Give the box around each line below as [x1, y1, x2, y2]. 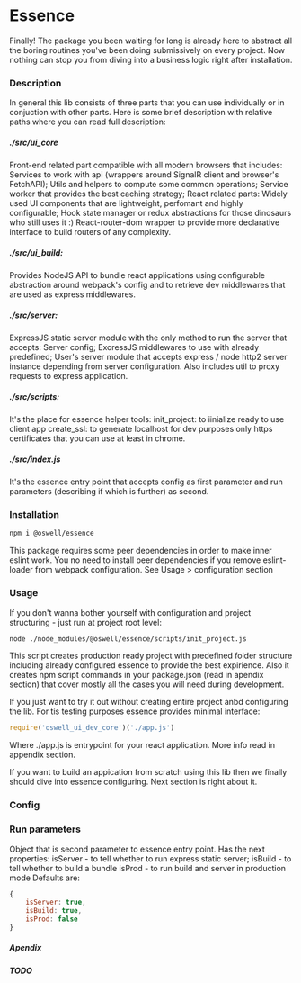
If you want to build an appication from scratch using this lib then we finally [9, 767, 288, 778]
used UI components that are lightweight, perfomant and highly [9, 198, 244, 209]
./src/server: [9, 310, 58, 320]
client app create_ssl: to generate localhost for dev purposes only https [9, 424, 273, 435]
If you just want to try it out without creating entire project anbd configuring [9, 697, 288, 708]
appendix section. [9, 749, 76, 761]
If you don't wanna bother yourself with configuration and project [9, 607, 252, 618]
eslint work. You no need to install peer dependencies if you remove [9, 555, 261, 565]
